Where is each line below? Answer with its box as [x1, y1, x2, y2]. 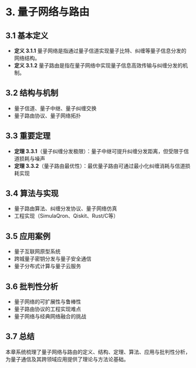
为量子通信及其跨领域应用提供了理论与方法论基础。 [5, 356, 129, 363]
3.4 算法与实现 [5, 188, 59, 198]
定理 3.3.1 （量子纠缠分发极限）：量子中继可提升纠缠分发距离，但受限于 [13, 147, 184, 154]
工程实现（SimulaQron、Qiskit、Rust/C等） [13, 212, 119, 220]
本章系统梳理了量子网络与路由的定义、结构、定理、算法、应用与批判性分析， [5, 348, 191, 355]
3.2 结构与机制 [5, 88, 59, 98]
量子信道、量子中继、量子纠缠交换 [13, 104, 97, 112]
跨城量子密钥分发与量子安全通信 [13, 255, 92, 262]
